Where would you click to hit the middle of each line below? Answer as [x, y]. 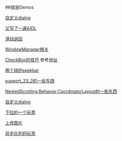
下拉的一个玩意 [20, 112]
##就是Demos [20, 7]
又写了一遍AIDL [21, 28]
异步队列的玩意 [20, 133]
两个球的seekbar [22, 70]
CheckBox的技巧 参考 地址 [31, 60]
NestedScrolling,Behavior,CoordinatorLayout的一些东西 [61, 91]
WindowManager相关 [27, 49]
